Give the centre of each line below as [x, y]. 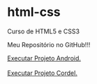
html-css [34, 12]
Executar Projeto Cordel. [43, 73]
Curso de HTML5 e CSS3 [44, 31]
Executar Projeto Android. [44, 58]
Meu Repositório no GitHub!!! [49, 44]
